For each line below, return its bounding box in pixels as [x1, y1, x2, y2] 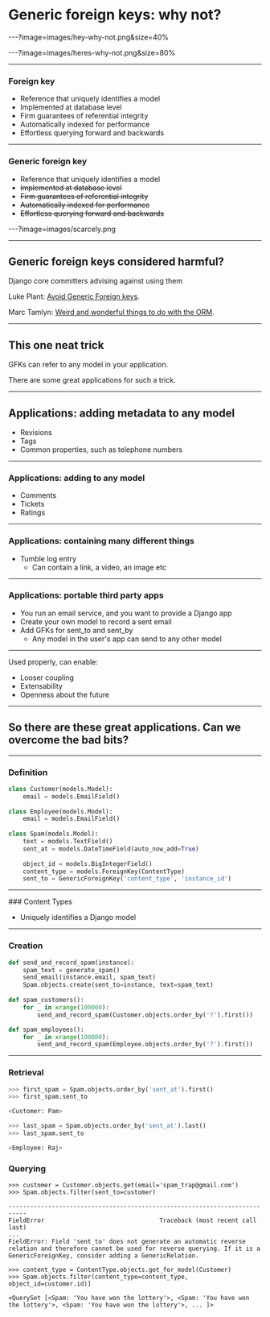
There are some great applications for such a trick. [8, 375, 176, 385]
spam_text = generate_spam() [22, 966, 121, 974]
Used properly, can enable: [8, 656, 99, 666]
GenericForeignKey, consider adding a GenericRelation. [8, 1252, 199, 1260]
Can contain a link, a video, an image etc [31, 562, 167, 572]
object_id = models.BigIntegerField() [22, 859, 153, 868]
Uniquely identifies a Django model [19, 913, 137, 922]
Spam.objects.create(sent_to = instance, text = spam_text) [22, 981, 215, 989]
